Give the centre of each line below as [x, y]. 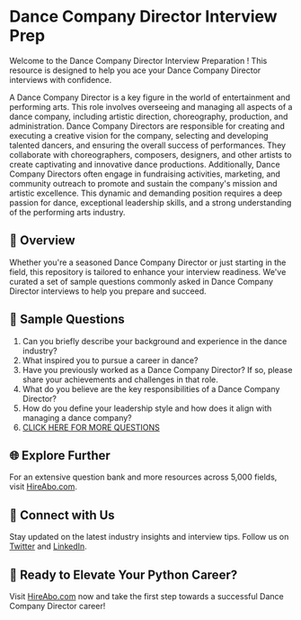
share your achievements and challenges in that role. [120, 379]
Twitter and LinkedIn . [48, 546]
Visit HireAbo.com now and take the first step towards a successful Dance [147, 596]
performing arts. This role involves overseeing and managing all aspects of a [151, 106]
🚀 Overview [42, 241]
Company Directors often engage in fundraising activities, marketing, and [145, 174]
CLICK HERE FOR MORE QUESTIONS [91, 427]
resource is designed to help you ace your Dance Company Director [135, 70]
